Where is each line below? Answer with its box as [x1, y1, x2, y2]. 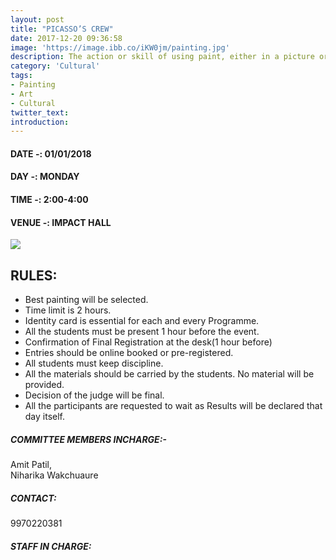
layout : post [10, 14, 65, 25]
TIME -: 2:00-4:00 [10, 194, 89, 206]
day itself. [24, 411, 66, 423]
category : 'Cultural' [10, 61, 101, 71]
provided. [24, 379, 65, 391]
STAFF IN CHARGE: [10, 540, 92, 552]
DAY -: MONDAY [10, 171, 80, 183]
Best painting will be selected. [24, 294, 149, 306]
